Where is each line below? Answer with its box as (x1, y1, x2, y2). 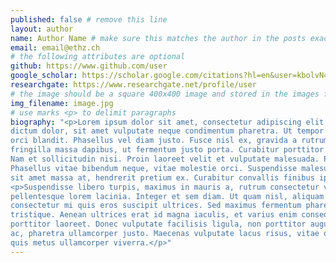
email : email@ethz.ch (10, 42, 101, 53)
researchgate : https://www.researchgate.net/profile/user (10, 80, 257, 90)
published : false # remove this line (10, 14, 168, 25)
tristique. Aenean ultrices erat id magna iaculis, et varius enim (10, 210, 298, 220)
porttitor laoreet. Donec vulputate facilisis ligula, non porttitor (10, 219, 307, 230)
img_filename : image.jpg (10, 98, 114, 108)
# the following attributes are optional (10, 52, 186, 62)
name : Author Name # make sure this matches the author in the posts (10, 33, 307, 43)
